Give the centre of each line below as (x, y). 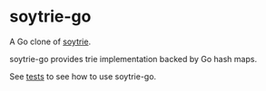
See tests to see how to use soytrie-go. (83, 76)
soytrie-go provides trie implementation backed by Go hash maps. (133, 59)
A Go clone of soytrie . (50, 41)
